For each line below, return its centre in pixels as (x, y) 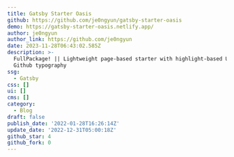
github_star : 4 (29, 136)
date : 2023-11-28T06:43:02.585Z (54, 46)
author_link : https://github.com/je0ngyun (70, 40)
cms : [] (18, 98)
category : (22, 104)
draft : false (26, 117)
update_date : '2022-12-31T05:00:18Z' (62, 130)
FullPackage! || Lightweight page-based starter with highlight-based (118, 59)
